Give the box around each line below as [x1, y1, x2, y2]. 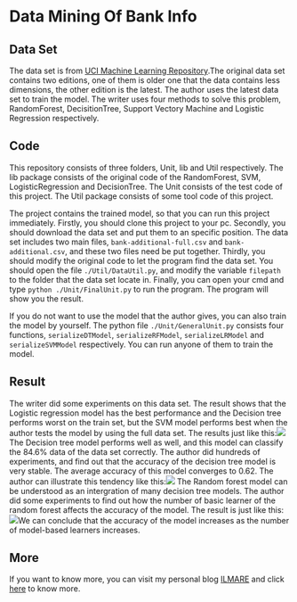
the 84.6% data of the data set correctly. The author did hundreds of [9, 446, 261, 457]
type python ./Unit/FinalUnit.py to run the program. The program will [9, 284, 269, 294]
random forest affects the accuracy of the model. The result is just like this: [9, 504, 285, 515]
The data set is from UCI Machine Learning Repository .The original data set [9, 65, 285, 76]
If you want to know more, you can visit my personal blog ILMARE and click [9, 573, 285, 585]
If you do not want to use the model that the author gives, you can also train [9, 310, 287, 321]
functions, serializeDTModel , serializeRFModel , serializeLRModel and [9, 329, 264, 340]
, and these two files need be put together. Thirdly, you [65, 245, 266, 256]
